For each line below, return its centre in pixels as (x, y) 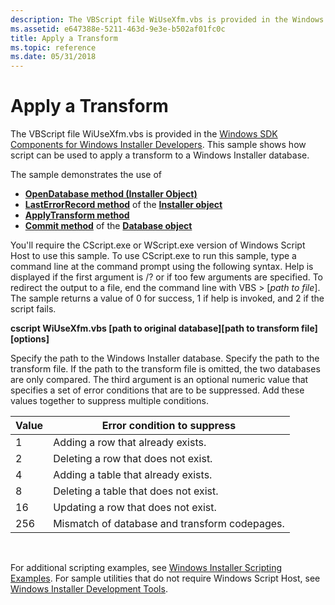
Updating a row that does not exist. (135, 508)
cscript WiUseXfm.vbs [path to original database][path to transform (155, 328)
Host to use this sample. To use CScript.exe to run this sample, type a (153, 256)
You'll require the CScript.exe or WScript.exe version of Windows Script (158, 245)
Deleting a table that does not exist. (136, 491)
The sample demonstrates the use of (86, 175)
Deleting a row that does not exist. (133, 459)
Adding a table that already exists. (133, 475)
